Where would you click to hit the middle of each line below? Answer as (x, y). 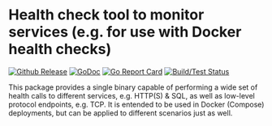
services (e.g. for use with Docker (125, 32)
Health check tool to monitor (106, 15)
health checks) (60, 49)
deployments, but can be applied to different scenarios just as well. (121, 113)
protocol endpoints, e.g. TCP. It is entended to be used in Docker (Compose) (136, 104)
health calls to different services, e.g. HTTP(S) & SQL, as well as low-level (132, 95)
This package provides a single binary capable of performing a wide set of (133, 87)
